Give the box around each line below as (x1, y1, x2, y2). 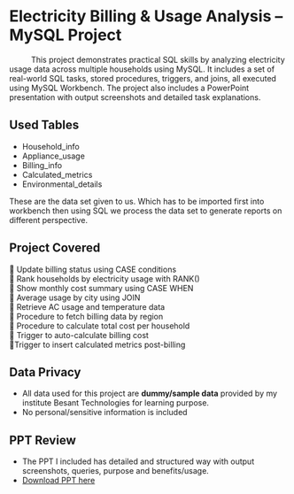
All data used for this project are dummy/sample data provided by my (21, 388, 277, 399)
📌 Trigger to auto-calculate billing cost (9, 329, 149, 340)
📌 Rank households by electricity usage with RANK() (9, 273, 201, 284)
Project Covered (9, 241, 101, 256)
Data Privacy (9, 365, 81, 380)
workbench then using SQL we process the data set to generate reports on (9, 205, 282, 216)
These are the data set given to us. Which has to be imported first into (9, 196, 265, 206)
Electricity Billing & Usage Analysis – (9, 6, 283, 27)
